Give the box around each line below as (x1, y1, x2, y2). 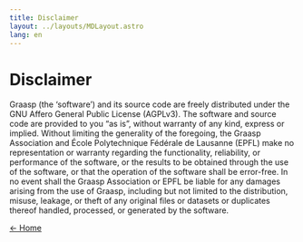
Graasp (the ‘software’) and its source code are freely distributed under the (9, 99, 290, 110)
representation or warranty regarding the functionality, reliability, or (9, 147, 261, 159)
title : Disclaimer (9, 13, 79, 23)
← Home (9, 223, 43, 234)
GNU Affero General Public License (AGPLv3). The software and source (9, 109, 277, 120)
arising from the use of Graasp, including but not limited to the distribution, (9, 186, 288, 197)
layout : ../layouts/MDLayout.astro (9, 22, 144, 31)
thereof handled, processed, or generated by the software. (9, 205, 230, 216)
